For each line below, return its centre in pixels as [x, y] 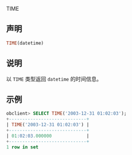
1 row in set [22, 147]
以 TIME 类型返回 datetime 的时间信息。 [54, 79]
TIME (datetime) [25, 43]
